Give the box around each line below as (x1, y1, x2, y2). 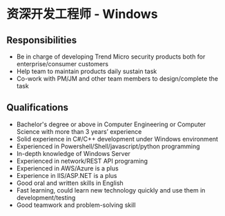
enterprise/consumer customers (16, 60, 108, 68)
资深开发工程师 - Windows (6, 6, 158, 22)
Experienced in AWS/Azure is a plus (16, 164, 119, 173)
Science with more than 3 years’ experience (16, 127, 142, 135)
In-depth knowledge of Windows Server (16, 149, 130, 157)
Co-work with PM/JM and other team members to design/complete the (16, 75, 219, 83)
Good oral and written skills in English (16, 179, 124, 187)
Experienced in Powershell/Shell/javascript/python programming (16, 142, 201, 150)
